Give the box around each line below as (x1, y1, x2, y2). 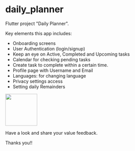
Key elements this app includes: (5, 30, 72, 36)
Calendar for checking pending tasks (12, 56, 91, 62)
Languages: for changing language (12, 72, 87, 79)
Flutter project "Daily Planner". (5, 20, 69, 27)
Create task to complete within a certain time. (12, 62, 109, 68)
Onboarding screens (12, 40, 56, 46)
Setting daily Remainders (12, 83, 65, 90)
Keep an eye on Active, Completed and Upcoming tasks (12, 51, 130, 57)
